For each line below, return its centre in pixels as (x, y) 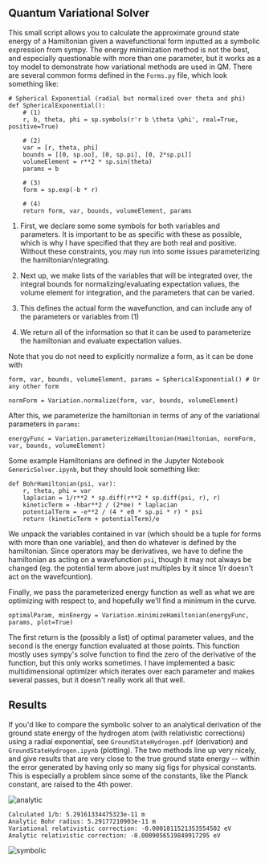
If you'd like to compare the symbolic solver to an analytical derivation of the (135, 724)
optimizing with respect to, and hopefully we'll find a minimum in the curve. (132, 600)
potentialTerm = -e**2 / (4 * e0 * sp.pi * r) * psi (113, 512)
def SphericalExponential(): (57, 105)
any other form (34, 386)
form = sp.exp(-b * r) (61, 189)
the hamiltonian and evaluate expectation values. (101, 340)
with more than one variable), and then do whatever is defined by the (122, 542)
